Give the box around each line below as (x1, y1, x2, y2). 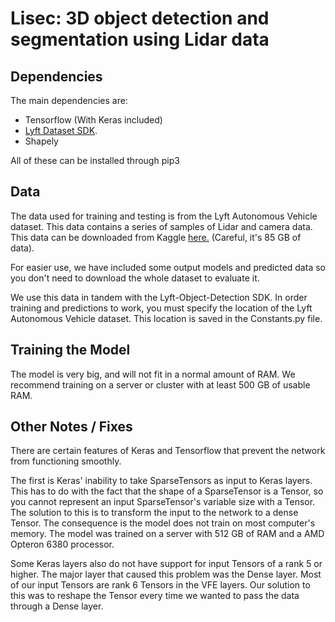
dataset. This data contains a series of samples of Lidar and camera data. (10, 220, 313, 232)
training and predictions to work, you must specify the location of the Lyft (10, 302, 313, 314)
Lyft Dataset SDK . (24, 125, 98, 136)
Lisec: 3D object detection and (10, 7, 270, 30)
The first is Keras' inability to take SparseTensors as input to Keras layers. (10, 475, 313, 487)
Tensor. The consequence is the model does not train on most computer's (10, 517, 316, 529)
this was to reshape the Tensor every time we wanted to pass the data (10, 590, 300, 602)
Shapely (24, 135, 59, 147)
